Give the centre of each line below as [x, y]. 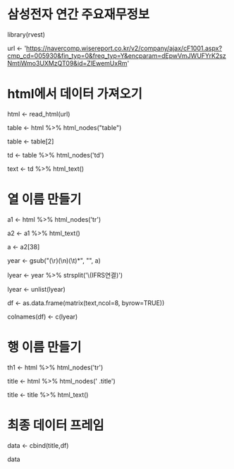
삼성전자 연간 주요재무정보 [79, 14]
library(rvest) [26, 34]
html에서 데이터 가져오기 [75, 94]
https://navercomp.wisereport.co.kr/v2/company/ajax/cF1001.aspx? [124, 48]
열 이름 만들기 [44, 200]
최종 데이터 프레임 [56, 425]
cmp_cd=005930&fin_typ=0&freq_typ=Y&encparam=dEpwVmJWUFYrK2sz [117, 55]
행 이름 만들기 [44, 348]
